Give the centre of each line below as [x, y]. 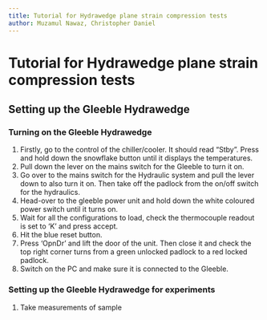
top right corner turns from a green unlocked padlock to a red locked [133, 252]
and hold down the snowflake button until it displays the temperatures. [136, 158]
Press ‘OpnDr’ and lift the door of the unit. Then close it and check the [136, 243]
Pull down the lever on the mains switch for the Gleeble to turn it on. [132, 167]
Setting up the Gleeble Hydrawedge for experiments [112, 290]
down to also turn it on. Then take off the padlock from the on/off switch [139, 184]
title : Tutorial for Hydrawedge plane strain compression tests [118, 16]
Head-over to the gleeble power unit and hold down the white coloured [137, 201]
